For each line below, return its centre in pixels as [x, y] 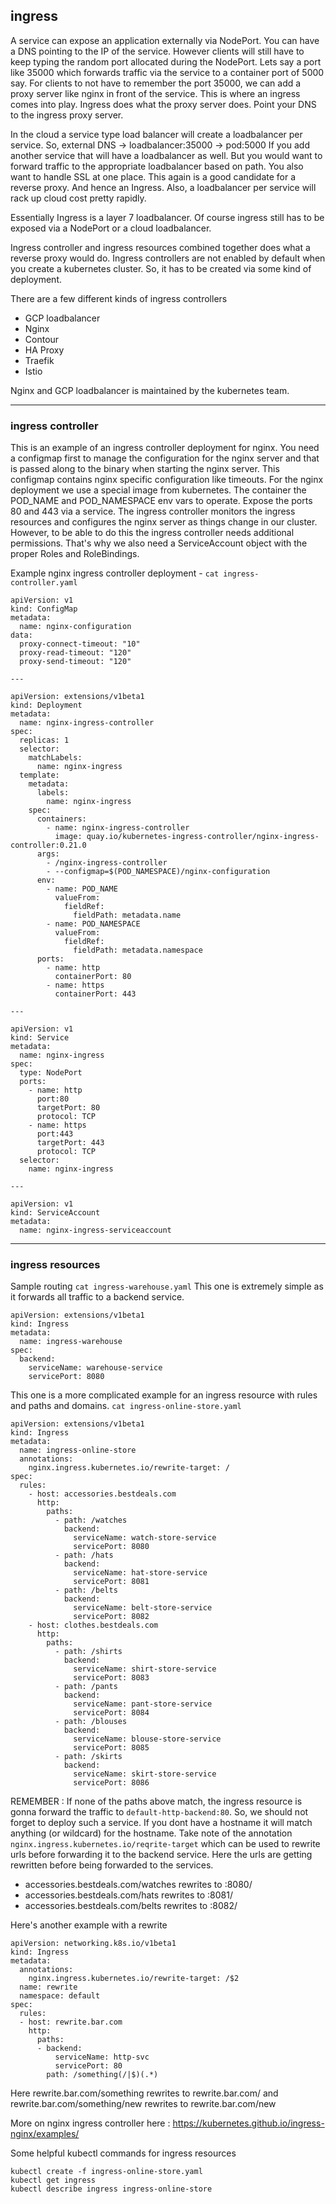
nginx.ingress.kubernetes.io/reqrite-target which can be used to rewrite [165, 1844]
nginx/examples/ [45, 2134]
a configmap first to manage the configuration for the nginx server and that [165, 458]
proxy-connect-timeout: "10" [80, 644]
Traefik [39, 360]
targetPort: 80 [68, 1108]
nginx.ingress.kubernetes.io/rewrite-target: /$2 [134, 1979]
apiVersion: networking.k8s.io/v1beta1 [93, 1944]
